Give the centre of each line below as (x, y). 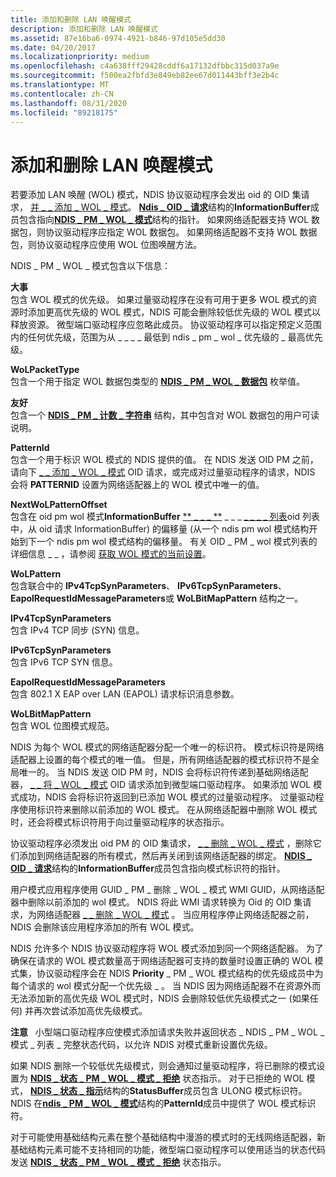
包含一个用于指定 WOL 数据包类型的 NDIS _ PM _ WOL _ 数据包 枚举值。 (157, 382)
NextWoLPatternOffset (59, 505)
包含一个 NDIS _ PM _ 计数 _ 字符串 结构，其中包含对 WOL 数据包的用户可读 (165, 415)
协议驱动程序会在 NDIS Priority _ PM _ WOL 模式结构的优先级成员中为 (180, 973)
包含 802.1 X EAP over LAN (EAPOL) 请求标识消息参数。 (125, 694)
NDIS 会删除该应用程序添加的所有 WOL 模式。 (105, 927)
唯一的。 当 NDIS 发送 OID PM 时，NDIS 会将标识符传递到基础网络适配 (163, 772)
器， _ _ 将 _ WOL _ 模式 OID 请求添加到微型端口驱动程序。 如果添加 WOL (161, 785)
